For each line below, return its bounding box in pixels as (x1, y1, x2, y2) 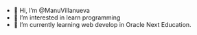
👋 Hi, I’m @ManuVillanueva (13, 7, 91, 14)
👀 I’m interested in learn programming (13, 13, 121, 22)
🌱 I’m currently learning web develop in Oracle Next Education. (13, 21, 192, 28)
